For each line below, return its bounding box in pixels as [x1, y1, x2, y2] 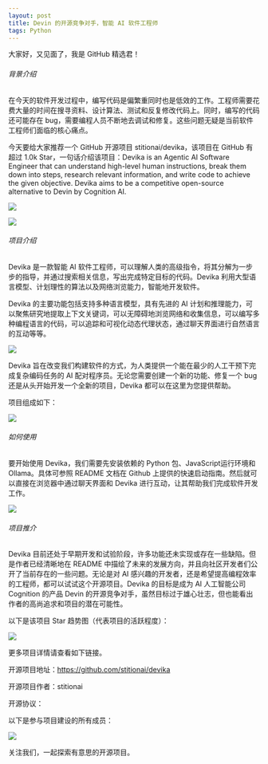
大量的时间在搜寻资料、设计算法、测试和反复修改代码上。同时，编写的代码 [14, 105, 260, 115]
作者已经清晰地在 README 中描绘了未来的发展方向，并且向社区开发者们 [14, 559, 251, 569]
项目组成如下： [8, 397, 57, 407]
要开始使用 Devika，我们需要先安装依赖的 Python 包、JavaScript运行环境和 [8, 458, 256, 467]
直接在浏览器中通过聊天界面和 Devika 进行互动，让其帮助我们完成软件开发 [14, 478, 258, 487]
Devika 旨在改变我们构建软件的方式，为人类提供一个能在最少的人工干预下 [8, 360, 250, 370]
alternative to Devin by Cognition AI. [8, 187, 127, 196]
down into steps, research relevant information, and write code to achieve [8, 169, 251, 179]
